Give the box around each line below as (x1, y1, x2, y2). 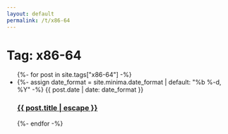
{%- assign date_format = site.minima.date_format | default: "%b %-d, (16, 78, 222, 87)
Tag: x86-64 (6, 47, 82, 63)
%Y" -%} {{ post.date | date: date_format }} (16, 85, 144, 94)
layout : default (6, 10, 54, 18)
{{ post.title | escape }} (16, 103, 98, 113)
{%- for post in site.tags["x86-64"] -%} (16, 71, 132, 79)
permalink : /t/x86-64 (6, 17, 71, 24)
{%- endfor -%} (16, 119, 64, 128)
